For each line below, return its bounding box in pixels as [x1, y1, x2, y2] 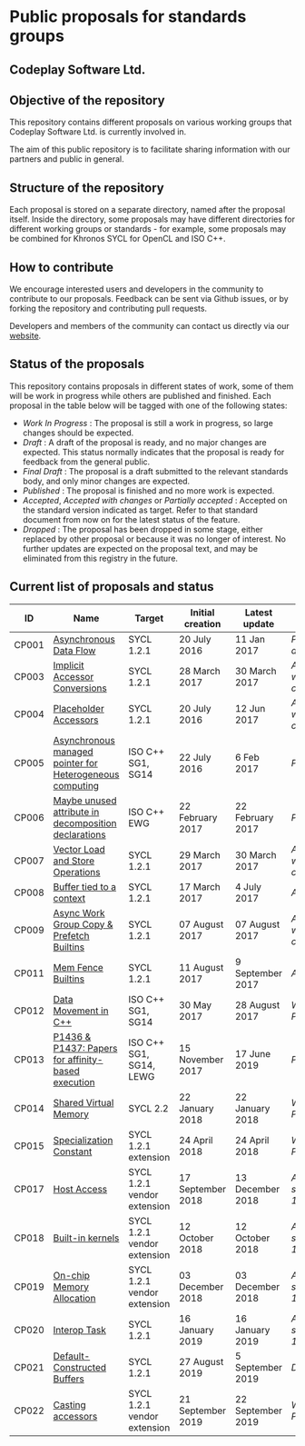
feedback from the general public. [22, 456, 151, 467]
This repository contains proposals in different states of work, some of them [9, 380, 294, 392]
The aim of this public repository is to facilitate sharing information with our [9, 144, 290, 155]
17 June [234, 1047, 271, 1060]
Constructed [53, 1361, 107, 1373]
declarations [53, 828, 106, 841]
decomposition [53, 816, 117, 829]
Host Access [53, 1182, 108, 1195]
